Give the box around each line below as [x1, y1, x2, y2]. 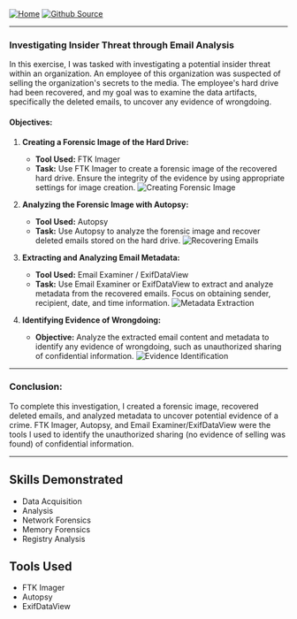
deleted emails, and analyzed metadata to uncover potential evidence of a [9, 410, 278, 421]
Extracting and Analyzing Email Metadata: [21, 252, 180, 263]
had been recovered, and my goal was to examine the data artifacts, [9, 88, 258, 98]
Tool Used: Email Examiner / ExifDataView [34, 269, 189, 279]
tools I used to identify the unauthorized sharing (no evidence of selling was [9, 429, 286, 439]
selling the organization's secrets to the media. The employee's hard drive [9, 78, 279, 88]
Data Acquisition [21, 495, 82, 507]
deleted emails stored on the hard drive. [34, 234, 181, 246]
